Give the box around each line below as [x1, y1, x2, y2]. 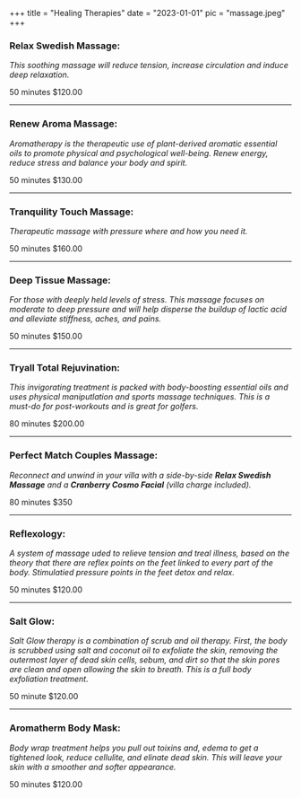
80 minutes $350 [9, 496, 73, 507]
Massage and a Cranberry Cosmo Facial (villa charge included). [9, 479, 252, 490]
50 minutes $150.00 [9, 331, 83, 342]
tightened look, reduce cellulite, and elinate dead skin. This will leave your [9, 751, 283, 762]
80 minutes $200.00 [9, 418, 85, 429]
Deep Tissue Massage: [9, 274, 112, 286]
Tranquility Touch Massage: [9, 206, 134, 218]
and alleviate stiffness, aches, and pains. [9, 313, 162, 324]
